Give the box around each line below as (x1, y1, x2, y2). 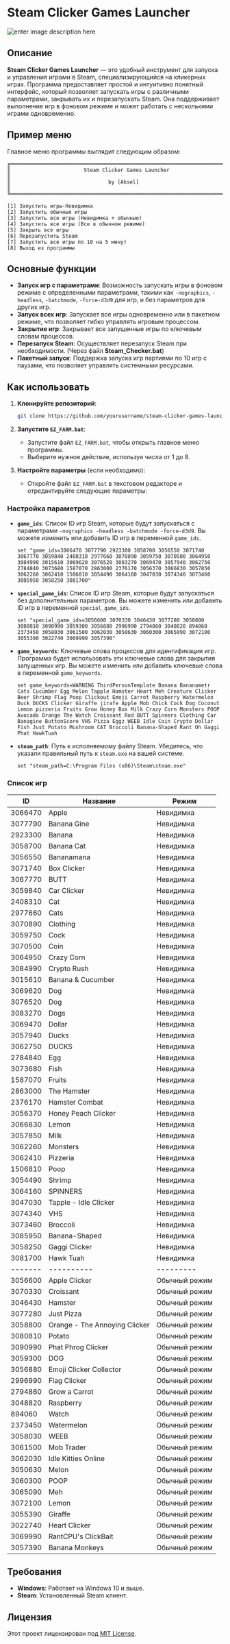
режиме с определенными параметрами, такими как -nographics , (16, 289, 211, 297)
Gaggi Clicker (48, 1242, 92, 1251)
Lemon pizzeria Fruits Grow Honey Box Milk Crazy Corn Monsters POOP (16, 706, 220, 713)
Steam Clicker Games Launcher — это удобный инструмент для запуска (7, 65, 218, 73)
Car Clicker (48, 885, 84, 895)
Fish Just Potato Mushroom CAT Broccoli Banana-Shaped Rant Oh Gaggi (16, 724, 220, 731)
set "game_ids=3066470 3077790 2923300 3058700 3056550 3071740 (16, 547, 205, 554)
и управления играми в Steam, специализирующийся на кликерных (7, 73, 206, 81)
